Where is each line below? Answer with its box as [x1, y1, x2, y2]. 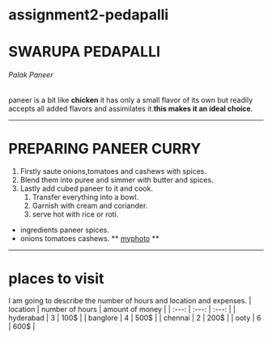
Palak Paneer [8, 70, 54, 79]
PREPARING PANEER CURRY [8, 139, 202, 158]
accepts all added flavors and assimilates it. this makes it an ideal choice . [8, 104, 253, 113]
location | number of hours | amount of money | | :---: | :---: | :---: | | [8, 305, 236, 315]
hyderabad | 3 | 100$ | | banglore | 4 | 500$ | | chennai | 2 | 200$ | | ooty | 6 [8, 313, 261, 323]
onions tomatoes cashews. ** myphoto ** [19, 233, 159, 243]
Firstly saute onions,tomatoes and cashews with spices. [19, 166, 207, 175]
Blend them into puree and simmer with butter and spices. [19, 175, 214, 184]
